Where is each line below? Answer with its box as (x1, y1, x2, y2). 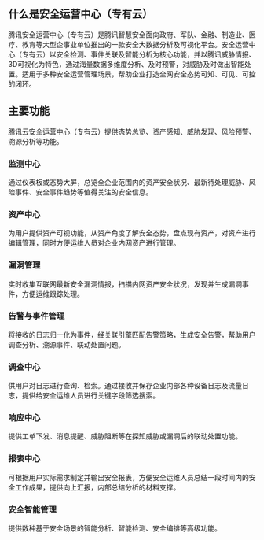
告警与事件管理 (8, 310, 65, 321)
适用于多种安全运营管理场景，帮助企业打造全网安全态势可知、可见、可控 (21, 69, 256, 79)
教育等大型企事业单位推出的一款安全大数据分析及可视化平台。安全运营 (21, 39, 249, 49)
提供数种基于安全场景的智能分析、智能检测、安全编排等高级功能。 (8, 523, 222, 533)
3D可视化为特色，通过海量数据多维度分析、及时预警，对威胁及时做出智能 (8, 59, 245, 68)
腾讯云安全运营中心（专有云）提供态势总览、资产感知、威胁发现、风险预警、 (8, 127, 256, 136)
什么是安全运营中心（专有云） (8, 7, 153, 21)
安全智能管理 (8, 504, 57, 515)
